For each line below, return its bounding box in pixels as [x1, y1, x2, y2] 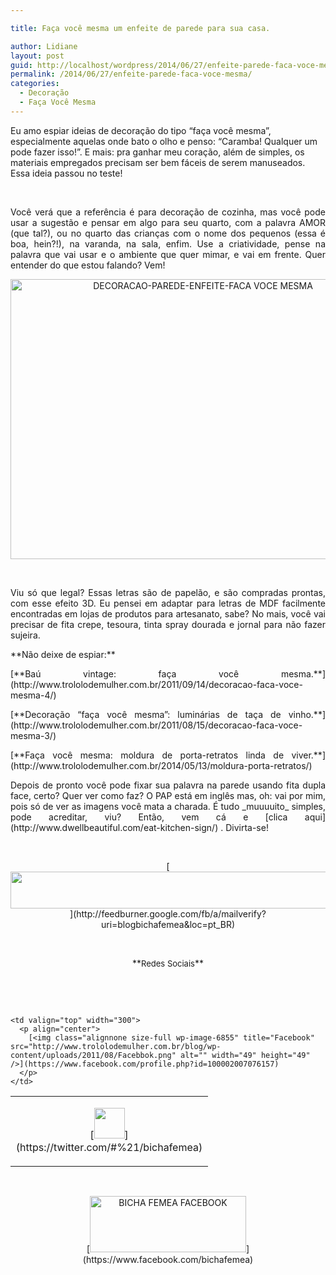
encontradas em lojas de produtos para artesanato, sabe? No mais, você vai [10, 607, 326, 620]
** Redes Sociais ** [132, 957, 204, 969]
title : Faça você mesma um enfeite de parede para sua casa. [10, 23, 271, 33]
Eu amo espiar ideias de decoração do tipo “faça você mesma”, [10, 124, 272, 136]
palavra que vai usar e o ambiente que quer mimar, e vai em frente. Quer [10, 248, 326, 260]
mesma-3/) [10, 729, 57, 741]
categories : [10, 79, 60, 89]
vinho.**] [288, 708, 326, 720]
